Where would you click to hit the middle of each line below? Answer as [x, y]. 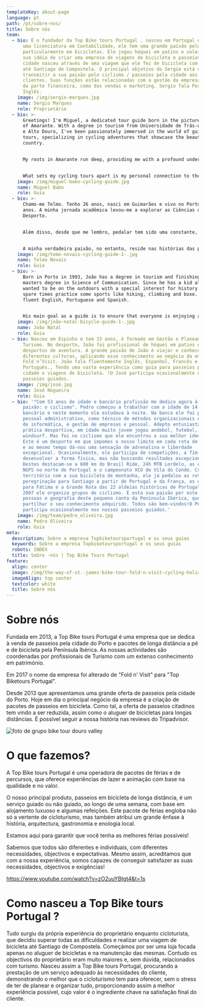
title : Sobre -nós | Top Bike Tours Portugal [71, 556]
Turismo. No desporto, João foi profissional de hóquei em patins [109, 345]
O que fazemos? [48, 756]
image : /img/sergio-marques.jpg [58, 97]
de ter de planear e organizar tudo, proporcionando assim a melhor [91, 985]
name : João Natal [39, 328]
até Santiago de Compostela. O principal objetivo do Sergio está [109, 69]
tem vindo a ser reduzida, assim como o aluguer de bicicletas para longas [99, 713]
